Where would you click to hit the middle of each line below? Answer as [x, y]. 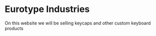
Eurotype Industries [47, 9]
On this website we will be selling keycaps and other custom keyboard [78, 23]
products [14, 28]
